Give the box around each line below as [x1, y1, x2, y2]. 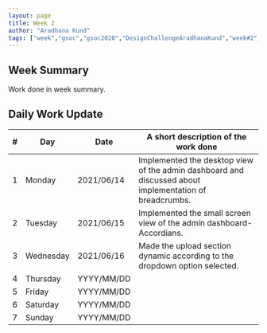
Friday [25, 286, 49, 297]
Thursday [25, 272, 61, 284]
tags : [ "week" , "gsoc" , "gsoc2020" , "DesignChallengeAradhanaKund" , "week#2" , [8, 33, 261, 42]
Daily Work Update [8, 108, 103, 121]
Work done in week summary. [8, 84, 106, 94]
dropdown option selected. [138, 260, 239, 271]
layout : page [8, 11, 52, 20]
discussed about [138, 174, 201, 186]
